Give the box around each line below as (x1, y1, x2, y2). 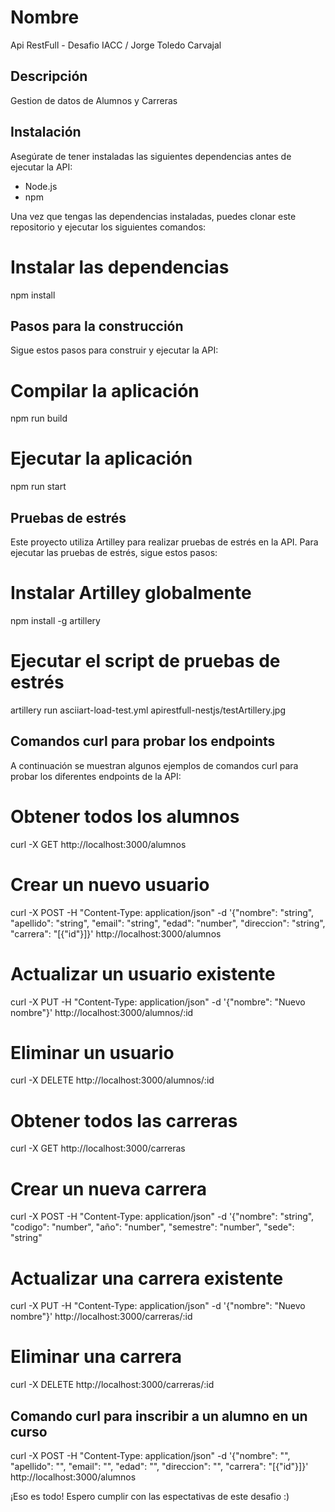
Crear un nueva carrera (10, 1177, 207, 1200)
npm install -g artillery (10, 614, 101, 626)
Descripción (10, 68, 88, 85)
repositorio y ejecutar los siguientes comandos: (10, 221, 207, 233)
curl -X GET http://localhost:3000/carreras (10, 1142, 186, 1155)
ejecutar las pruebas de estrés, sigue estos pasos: (10, 547, 218, 558)
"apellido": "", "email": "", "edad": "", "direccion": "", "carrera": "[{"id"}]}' (10, 1461, 309, 1472)
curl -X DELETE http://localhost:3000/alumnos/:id (10, 1074, 215, 1086)
